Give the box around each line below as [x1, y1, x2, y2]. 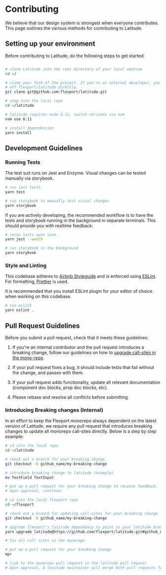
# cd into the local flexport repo [5, 498, 79, 503]
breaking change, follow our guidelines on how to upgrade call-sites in [12, 349, 156, 355]
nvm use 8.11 [5, 117, 32, 122]
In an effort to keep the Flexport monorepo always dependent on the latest [5, 418, 157, 424]
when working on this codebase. [5, 294, 72, 300]
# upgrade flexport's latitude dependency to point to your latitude [5, 524, 152, 529]
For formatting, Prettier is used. [5, 279, 69, 285]
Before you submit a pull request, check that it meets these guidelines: [5, 334, 149, 340]
